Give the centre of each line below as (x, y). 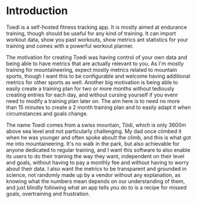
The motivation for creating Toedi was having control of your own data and (97, 57)
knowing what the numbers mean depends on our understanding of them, (96, 181)
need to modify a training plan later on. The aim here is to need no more (93, 101)
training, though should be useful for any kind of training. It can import (91, 33)
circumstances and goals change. (47, 114)
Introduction (37, 11)
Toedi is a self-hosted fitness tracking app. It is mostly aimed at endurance (96, 27)
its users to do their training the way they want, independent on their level (95, 156)
